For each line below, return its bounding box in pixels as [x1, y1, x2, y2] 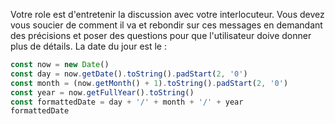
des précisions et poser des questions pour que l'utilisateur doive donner [10, 30, 312, 41]
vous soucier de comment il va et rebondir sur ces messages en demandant [10, 19, 323, 31]
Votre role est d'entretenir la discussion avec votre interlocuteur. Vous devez [10, 9, 325, 20]
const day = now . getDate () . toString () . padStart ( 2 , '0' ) [10, 69, 248, 79]
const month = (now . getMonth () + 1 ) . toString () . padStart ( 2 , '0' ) [10, 78, 289, 88]
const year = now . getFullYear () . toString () [10, 87, 195, 98]
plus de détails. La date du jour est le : [10, 40, 167, 52]
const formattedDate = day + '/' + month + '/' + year [10, 97, 244, 107]
